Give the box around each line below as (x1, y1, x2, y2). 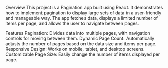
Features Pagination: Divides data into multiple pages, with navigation (5, 30, 150, 36)
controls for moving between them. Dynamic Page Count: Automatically (5, 35, 155, 41)
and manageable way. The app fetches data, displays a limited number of (5, 15, 158, 21)
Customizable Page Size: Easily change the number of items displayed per (5, 51, 160, 57)
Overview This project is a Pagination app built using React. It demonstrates (5, 5, 163, 10)
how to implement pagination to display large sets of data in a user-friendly (5, 10, 162, 16)
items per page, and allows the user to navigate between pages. (5, 20, 139, 26)
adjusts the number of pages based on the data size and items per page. (5, 41, 157, 47)
